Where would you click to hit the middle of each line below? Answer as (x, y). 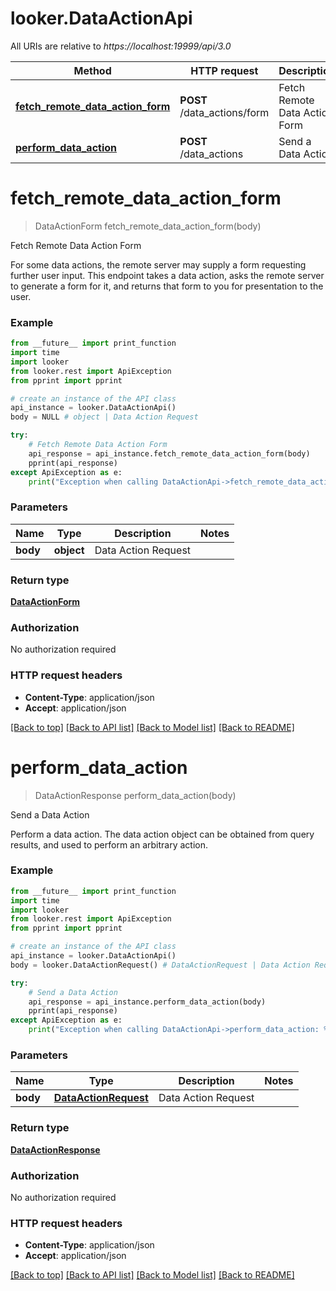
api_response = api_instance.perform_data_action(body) (147, 1002)
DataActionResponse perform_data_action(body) (135, 795)
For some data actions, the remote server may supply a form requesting (158, 264)
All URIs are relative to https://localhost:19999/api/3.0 (121, 46)
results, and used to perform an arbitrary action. (109, 844)
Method (92, 70)
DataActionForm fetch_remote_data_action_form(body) (148, 226)
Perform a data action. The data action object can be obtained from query (162, 834)
